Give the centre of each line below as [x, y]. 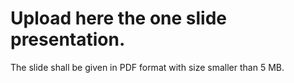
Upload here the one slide [119, 18]
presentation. [68, 39]
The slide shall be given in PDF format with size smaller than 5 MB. [147, 67]
